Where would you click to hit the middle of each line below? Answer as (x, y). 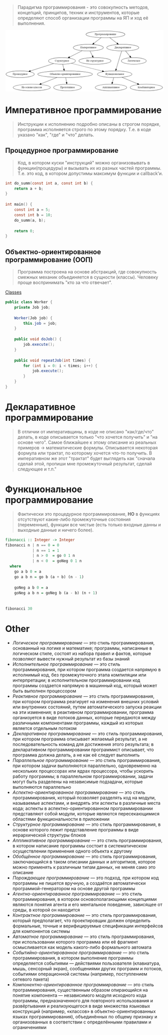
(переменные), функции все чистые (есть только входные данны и (89, 524)
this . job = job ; (40, 323)
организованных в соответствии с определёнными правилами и (82, 1022)
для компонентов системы (41, 931)
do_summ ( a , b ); (30, 220)
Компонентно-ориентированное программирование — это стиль (83, 985)
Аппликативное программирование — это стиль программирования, (88, 840)
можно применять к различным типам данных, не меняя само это (84, 867)
